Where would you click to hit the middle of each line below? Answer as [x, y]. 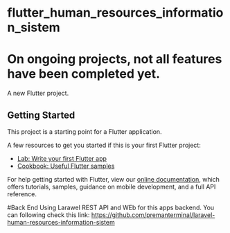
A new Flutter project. [38, 93]
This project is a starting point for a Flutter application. [85, 131]
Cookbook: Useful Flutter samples [66, 166]
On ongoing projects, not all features [115, 59]
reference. [22, 194]
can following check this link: [48, 215]
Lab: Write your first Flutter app [62, 158]
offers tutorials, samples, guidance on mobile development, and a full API [112, 187]
